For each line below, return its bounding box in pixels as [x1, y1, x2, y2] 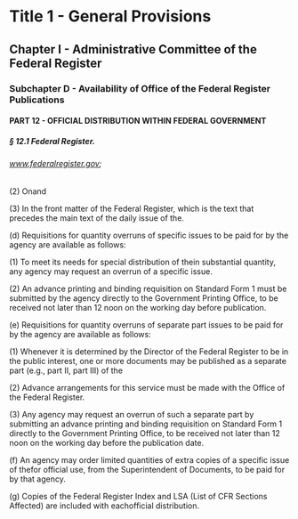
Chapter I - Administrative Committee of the [9, 42, 258, 57]
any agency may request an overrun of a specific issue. [9, 265, 213, 277]
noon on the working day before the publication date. [9, 437, 205, 448]
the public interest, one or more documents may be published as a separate [9, 355, 287, 366]
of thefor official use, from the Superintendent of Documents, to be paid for [9, 464, 286, 474]
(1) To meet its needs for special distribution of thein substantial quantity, [9, 256, 276, 267]
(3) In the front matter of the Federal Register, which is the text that [9, 203, 254, 214]
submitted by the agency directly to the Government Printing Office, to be [9, 292, 278, 304]
